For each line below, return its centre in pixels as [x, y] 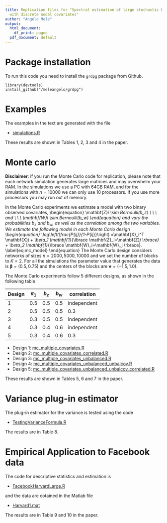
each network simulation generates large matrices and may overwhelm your [83, 181]
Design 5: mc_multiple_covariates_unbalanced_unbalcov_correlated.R [83, 369]
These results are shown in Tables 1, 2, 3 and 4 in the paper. [67, 142]
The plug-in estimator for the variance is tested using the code [69, 412]
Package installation [48, 62]
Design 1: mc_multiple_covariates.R [48, 348]
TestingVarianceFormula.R [39, 422]
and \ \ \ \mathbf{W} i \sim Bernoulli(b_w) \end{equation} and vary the [77, 218]
